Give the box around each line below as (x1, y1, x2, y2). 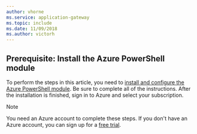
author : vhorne (6, 8, 44, 15)
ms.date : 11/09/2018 (6, 25, 58, 32)
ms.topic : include (6, 20, 52, 26)
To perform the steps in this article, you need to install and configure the (6, 79, 184, 86)
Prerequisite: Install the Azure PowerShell (6, 53, 165, 64)
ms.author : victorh (6, 31, 55, 37)
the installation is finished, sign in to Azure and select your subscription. (6, 91, 184, 99)
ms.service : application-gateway (6, 14, 90, 20)
